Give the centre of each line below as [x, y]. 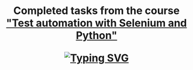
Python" [96, 36]
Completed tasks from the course [96, 11]
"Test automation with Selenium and [96, 23]
